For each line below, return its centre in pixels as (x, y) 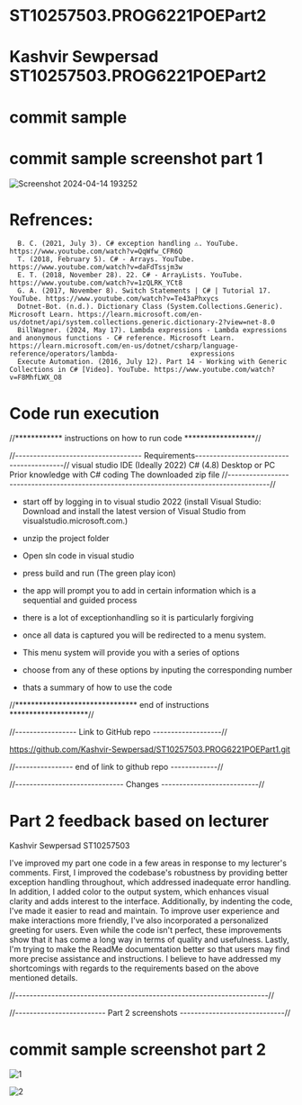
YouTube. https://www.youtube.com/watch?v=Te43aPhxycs (114, 299)
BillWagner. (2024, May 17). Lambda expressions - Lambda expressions (152, 331)
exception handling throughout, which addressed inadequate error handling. (151, 883)
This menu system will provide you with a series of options (131, 653)
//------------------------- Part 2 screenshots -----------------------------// (150, 1013)
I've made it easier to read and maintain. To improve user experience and (145, 911)
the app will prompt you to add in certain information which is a (139, 591)
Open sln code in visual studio (78, 556)
